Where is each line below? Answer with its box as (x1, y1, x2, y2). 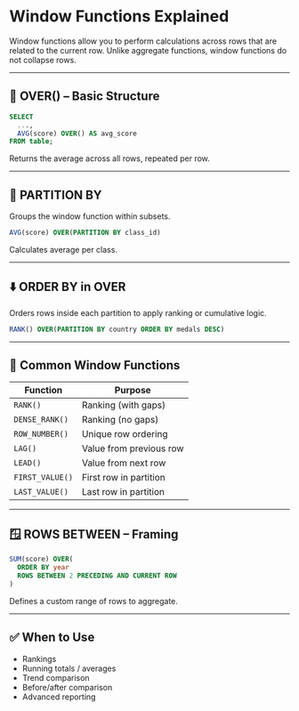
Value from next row (81, 456, 166, 469)
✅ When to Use (9, 630, 95, 645)
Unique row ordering (81, 428, 168, 440)
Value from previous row (81, 442, 184, 455)
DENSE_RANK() (13, 415, 69, 424)
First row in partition (81, 472, 166, 484)
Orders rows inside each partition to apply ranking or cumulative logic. (9, 307, 267, 318)
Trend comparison (21, 672, 91, 683)
